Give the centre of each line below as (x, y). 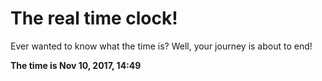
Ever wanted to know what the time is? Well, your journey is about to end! (161, 46)
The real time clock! (94, 18)
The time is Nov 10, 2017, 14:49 (76, 65)
